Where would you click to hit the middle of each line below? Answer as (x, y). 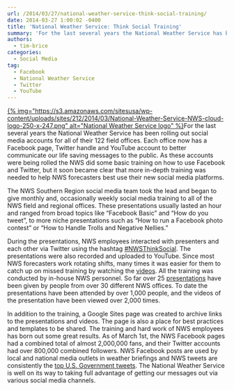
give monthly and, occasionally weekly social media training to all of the (110, 198)
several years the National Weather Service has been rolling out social (108, 133)
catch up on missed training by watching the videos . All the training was (110, 271)
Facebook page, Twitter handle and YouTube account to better (97, 148)
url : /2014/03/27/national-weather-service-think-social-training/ (107, 14)
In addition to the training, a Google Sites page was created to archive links (115, 314)
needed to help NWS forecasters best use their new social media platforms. (116, 177)
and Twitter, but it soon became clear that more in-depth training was (107, 170)
